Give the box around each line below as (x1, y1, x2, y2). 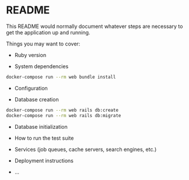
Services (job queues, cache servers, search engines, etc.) (14, 146, 157, 153)
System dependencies (14, 62, 69, 70)
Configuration (14, 84, 48, 91)
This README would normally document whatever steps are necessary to (6, 23, 183, 30)
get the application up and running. (6, 29, 90, 36)
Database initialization (14, 123, 68, 130)
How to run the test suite (14, 135, 74, 142)
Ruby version (14, 51, 47, 58)
